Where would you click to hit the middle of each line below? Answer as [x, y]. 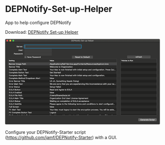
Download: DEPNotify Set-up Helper [42, 32]
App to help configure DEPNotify [38, 23]
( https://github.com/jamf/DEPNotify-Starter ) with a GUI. [61, 137]
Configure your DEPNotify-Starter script [45, 132]
